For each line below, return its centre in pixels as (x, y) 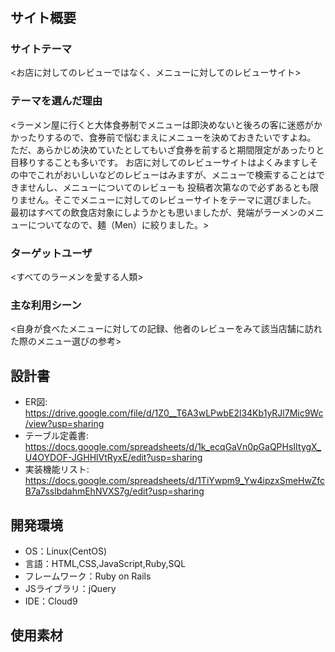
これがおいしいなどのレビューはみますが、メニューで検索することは (176, 174)
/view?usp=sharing (64, 424)
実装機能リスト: (57, 469)
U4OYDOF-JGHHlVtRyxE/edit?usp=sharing (113, 458)
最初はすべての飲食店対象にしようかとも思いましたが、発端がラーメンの (158, 212)
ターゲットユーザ (51, 253)
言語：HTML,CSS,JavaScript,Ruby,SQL (105, 563)
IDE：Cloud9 (51, 601)
